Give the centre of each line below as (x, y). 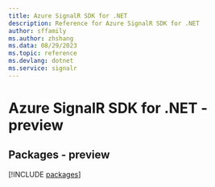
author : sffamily (37, 31)
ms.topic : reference (43, 53)
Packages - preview (59, 155)
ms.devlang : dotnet (41, 61)
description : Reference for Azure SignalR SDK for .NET (104, 23)
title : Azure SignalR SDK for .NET (68, 16)
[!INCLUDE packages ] (45, 174)
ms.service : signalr (43, 69)
